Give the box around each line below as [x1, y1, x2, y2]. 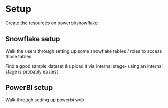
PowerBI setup [5, 83, 53, 92]
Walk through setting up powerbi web [5, 97, 84, 103]
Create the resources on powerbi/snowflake [5, 20, 98, 26]
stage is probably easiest [5, 68, 58, 75]
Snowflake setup [5, 34, 60, 43]
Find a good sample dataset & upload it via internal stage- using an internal [5, 63, 163, 69]
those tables [5, 53, 32, 59]
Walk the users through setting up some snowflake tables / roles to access [5, 48, 162, 54]
